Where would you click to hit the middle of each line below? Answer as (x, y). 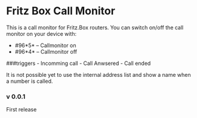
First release (21, 110)
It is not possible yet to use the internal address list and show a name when (98, 74)
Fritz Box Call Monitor (61, 11)
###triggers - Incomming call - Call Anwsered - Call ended (79, 63)
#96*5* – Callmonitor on (45, 45)
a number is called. (30, 81)
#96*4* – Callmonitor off (46, 51)
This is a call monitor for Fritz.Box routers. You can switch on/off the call (95, 27)
